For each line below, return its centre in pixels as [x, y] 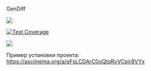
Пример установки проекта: [43, 55]
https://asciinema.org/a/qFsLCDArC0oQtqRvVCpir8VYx [75, 61]
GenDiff [16, 9]
